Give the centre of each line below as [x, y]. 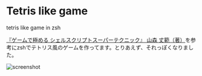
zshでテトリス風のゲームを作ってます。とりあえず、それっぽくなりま [103, 47]
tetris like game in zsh [34, 28]
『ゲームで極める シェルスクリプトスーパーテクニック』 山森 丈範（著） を [99, 39]
